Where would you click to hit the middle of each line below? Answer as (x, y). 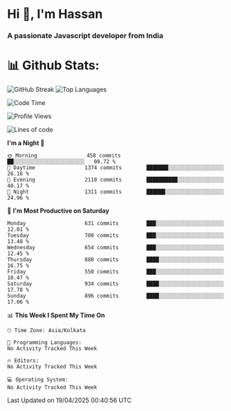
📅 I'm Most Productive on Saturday (58, 211)
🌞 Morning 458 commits (64, 156)
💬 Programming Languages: (44, 343)
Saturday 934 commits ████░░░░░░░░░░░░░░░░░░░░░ (116, 284)
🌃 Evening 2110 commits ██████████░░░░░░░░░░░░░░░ (116, 180)
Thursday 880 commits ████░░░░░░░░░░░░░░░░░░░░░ (116, 260)
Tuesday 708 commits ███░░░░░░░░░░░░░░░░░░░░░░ (116, 236)
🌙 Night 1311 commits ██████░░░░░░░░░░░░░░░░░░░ (116, 192)
